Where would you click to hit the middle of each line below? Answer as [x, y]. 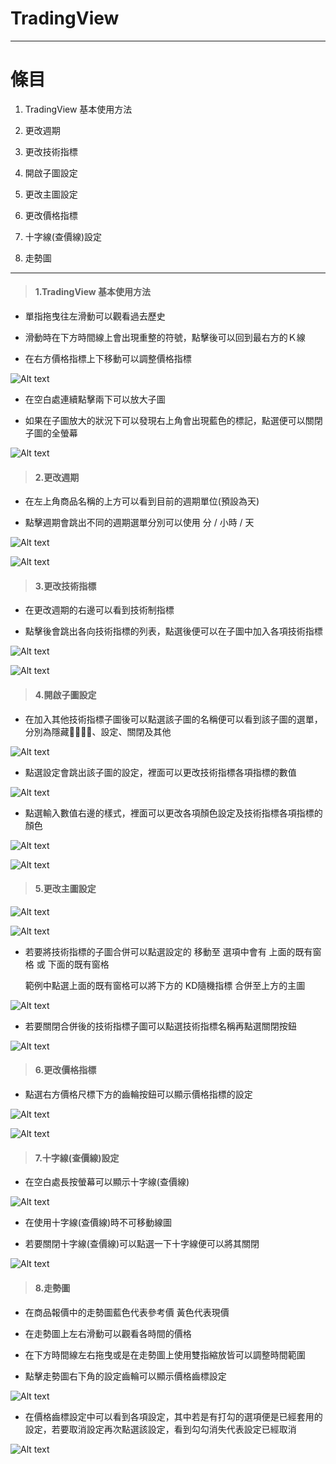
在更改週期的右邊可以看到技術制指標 [99, 610]
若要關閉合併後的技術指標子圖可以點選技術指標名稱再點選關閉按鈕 [160, 1026]
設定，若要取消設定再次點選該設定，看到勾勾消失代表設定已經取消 [160, 1429]
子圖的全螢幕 [51, 433]
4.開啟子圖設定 [65, 695]
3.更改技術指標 [65, 586]
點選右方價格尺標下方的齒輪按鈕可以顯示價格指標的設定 [138, 1094]
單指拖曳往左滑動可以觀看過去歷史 [95, 316]
